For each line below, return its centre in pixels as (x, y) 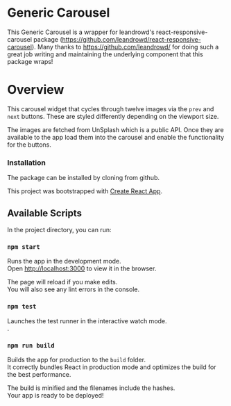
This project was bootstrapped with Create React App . (85, 191)
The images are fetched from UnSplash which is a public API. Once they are (115, 129)
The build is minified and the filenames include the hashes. (91, 388)
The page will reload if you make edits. (62, 282)
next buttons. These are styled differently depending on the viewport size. (113, 116)
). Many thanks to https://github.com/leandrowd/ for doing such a (125, 47)
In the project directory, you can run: (59, 229)
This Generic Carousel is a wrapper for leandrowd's (81, 32)
